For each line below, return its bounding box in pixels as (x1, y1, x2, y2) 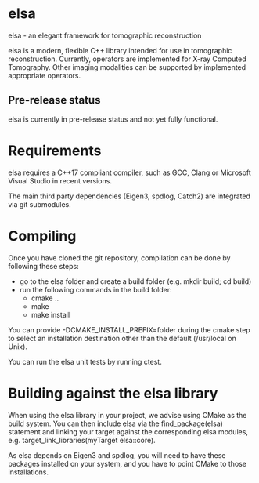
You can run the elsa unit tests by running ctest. (8, 357, 162, 366)
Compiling (8, 227, 77, 245)
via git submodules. (8, 199, 72, 209)
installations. (8, 467, 49, 477)
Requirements (8, 142, 102, 159)
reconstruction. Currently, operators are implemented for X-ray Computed (8, 54, 246, 64)
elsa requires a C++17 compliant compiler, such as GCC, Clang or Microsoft (8, 168, 252, 177)
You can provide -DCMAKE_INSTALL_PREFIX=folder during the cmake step (8, 325, 250, 334)
